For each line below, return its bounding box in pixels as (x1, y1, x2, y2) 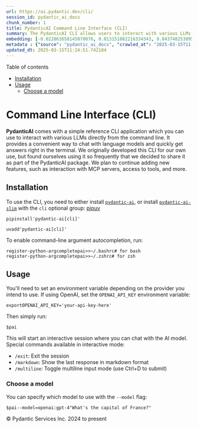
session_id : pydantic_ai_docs (6, 14, 81, 20)
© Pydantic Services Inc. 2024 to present (6, 415, 107, 422)
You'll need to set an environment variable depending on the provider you (6, 285, 185, 292)
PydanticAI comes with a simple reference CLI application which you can (6, 128, 184, 135)
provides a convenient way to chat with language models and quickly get (6, 140, 183, 147)
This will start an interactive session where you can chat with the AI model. (6, 335, 187, 342)
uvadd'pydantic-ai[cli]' (6, 226, 67, 232)
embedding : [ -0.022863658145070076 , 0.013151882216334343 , (6, 36, 154, 42)
